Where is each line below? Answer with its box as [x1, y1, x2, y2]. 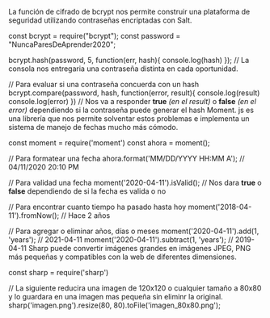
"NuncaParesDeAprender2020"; [8, 40, 116, 49]
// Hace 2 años [61, 211, 111, 220]
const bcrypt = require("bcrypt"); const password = [8, 31, 181, 40]
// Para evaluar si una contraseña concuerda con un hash [8, 80, 200, 89]
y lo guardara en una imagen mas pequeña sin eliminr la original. [8, 292, 224, 301]
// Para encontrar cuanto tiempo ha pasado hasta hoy [8, 202, 187, 211]
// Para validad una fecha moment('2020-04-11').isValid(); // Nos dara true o [8, 178, 262, 187]
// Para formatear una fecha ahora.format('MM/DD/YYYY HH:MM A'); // [8, 153, 245, 163]
